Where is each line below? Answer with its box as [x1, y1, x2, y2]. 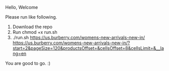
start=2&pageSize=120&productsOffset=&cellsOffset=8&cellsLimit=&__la [12, 45, 164, 51]
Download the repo [12, 24, 53, 30]
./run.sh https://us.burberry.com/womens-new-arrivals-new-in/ [12, 35, 145, 40]
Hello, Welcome [5, 5, 38, 10]
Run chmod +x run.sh [12, 29, 58, 35]
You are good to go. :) [5, 60, 50, 66]
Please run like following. [5, 14, 57, 20]
